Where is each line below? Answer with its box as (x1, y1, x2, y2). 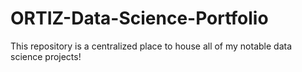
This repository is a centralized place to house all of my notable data (10, 40, 293, 52)
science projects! (10, 50, 82, 62)
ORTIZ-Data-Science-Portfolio (10, 7, 269, 30)
